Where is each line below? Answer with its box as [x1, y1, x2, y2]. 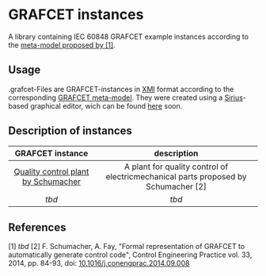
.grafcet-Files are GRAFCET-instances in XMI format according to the [8, 84, 234, 94]
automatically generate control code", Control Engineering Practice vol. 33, [8, 250, 253, 259]
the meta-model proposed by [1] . [8, 40, 116, 49]
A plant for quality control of [123, 161, 229, 172]
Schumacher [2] [146, 181, 207, 192]
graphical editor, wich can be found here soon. [30, 101, 183, 110]
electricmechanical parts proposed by [105, 171, 247, 182]
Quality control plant [13, 166, 89, 177]
